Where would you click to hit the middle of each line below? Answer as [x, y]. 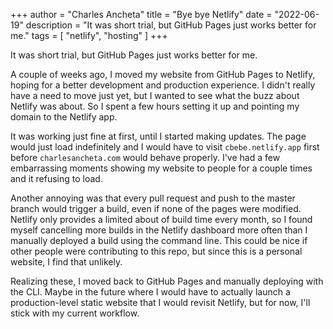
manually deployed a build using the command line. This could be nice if [159, 240]
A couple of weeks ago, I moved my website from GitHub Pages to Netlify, [163, 74]
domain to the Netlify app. [64, 117]
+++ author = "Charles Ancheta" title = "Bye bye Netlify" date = [141, 14]
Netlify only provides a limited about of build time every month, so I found [161, 219]
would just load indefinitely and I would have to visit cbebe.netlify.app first [165, 147]
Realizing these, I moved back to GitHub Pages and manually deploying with [167, 281]
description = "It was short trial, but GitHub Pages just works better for [171, 25]
